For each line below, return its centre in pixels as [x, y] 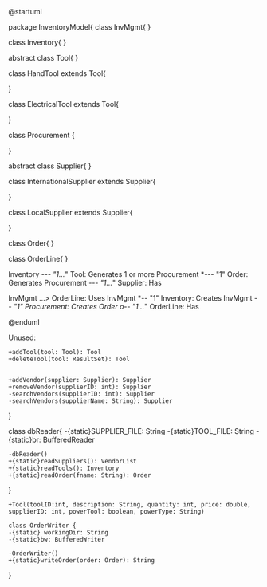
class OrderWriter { [43, 526]
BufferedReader [69, 439]
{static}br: [25, 439]
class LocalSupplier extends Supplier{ [71, 212]
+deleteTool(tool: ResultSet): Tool [69, 359]
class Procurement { [41, 135]
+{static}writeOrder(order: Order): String [82, 561]
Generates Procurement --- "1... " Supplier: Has [85, 283]
